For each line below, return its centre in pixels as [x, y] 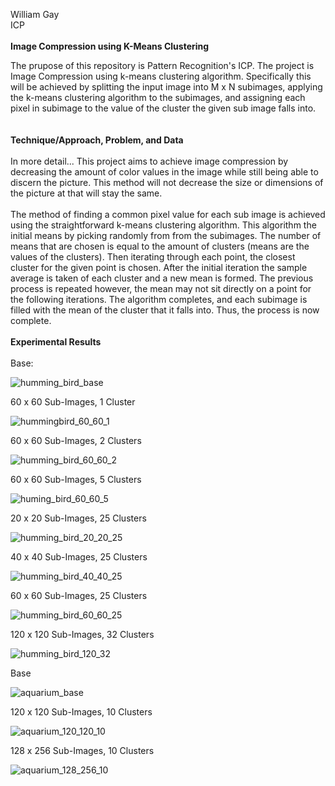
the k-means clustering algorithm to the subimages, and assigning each [158, 97]
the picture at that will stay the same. [86, 193]
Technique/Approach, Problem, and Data [97, 140]
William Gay [35, 14]
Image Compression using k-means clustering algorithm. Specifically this [161, 76]
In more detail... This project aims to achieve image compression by [149, 161]
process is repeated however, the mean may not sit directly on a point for [161, 288]
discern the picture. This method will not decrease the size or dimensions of [167, 182]
